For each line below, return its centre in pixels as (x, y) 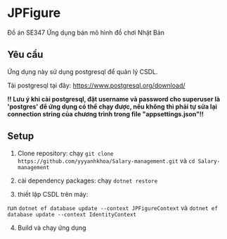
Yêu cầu (25, 55)
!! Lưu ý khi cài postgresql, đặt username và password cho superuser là (113, 99)
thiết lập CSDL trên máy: (53, 194)
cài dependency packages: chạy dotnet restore (87, 180)
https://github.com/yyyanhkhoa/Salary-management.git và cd (106, 161)
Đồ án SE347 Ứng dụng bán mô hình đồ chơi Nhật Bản (86, 32)
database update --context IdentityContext (72, 214)
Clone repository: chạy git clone (65, 153)
